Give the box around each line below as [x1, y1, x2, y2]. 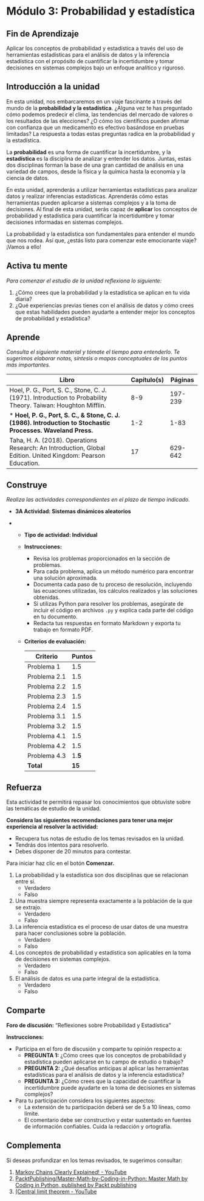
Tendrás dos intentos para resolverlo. [15, 841, 109, 849]
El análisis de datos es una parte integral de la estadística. [15, 975, 160, 982]
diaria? [15, 295, 32, 303]
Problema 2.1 [27, 673, 66, 681]
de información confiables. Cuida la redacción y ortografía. [24, 1122, 172, 1130]
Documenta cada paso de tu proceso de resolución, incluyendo [33, 581, 192, 588]
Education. [9, 459, 40, 467]
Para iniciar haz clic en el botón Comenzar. [6, 860, 115, 867]
